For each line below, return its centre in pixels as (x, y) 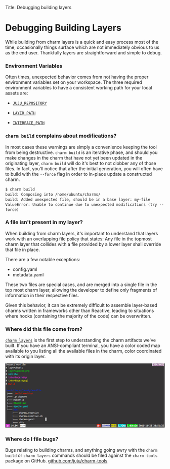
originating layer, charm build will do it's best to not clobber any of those (81, 163)
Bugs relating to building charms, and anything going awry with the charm (81, 450)
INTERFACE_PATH (29, 123)
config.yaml (25, 269)
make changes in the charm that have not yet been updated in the (74, 158)
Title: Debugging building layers (38, 7)
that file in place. (23, 249)
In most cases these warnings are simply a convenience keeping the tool (81, 147)
